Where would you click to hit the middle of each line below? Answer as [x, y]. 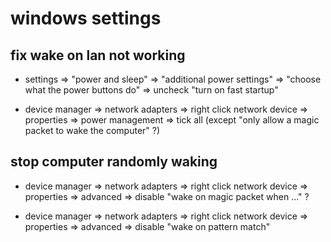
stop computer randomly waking [114, 162]
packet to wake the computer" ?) [92, 130]
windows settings [86, 18]
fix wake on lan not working [98, 55]
